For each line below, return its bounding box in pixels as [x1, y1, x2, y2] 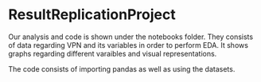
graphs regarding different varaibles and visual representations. [8, 49, 217, 58]
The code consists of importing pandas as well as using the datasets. [8, 64, 236, 73]
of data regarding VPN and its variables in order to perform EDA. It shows [8, 40, 249, 49]
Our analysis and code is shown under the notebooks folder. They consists [8, 32, 253, 41]
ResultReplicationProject [8, 6, 177, 24]
